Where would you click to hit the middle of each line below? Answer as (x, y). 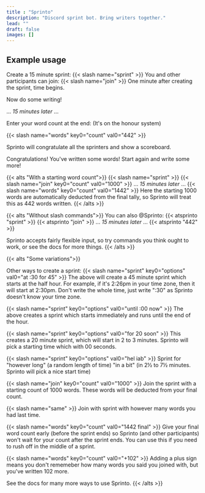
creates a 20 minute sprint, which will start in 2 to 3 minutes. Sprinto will (98, 340)
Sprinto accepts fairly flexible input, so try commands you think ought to (98, 240)
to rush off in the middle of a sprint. (51, 446)
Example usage (36, 60)
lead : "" (17, 23)
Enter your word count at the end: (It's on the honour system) (84, 123)
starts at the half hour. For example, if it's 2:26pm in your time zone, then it (101, 284)
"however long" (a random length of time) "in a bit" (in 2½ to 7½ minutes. (99, 365)
